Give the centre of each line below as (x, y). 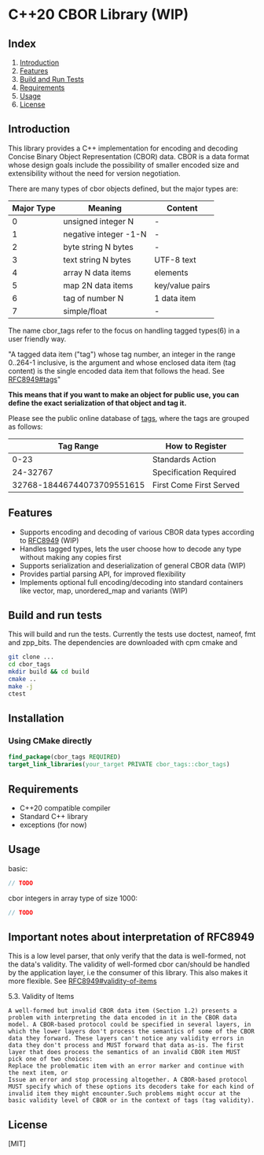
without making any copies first (70, 557)
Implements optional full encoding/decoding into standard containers (131, 582)
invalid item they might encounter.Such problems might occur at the (125, 1094)
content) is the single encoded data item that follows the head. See (117, 371)
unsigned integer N (99, 221)
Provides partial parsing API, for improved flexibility (103, 574)
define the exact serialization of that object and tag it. (97, 403)
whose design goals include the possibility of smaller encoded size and (124, 165)
